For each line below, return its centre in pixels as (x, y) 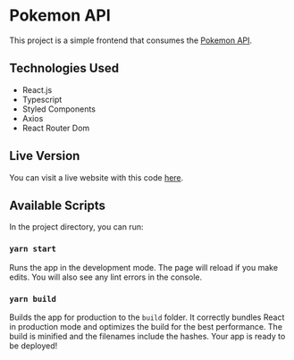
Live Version (45, 156)
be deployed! (34, 346)
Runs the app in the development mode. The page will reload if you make (144, 267)
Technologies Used (64, 68)
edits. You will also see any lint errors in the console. (106, 277)
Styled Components (59, 109)
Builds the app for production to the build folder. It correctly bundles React (147, 317)
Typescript (42, 99)
